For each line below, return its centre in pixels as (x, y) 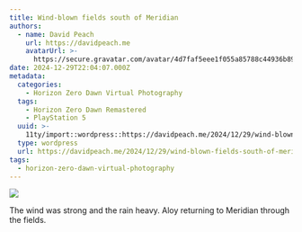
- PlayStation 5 (56, 118)
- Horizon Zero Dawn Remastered (86, 110)
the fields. (28, 220)
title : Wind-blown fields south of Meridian (94, 18)
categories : (40, 85)
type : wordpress (48, 143)
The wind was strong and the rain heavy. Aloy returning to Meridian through (150, 210)
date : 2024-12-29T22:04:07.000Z (70, 68)
